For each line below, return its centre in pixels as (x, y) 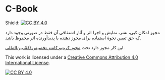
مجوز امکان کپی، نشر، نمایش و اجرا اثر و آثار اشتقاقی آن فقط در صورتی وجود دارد (83, 32)
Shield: (12, 23)
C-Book (21, 9)
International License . (28, 62)
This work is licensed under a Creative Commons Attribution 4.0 (72, 57)
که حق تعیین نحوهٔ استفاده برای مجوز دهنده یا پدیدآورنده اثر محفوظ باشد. (73, 38)
